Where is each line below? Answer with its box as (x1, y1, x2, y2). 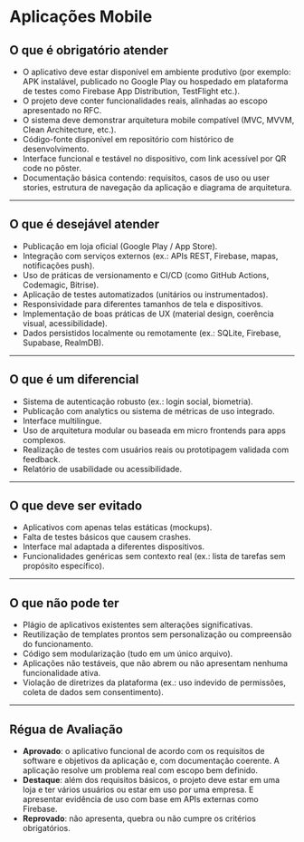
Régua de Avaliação (9, 721, 124, 737)
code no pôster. (22, 163, 81, 173)
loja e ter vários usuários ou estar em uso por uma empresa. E (22, 784, 254, 795)
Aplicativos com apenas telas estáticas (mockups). (22, 522, 213, 533)
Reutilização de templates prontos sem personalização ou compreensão (22, 629, 292, 640)
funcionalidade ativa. (22, 668, 101, 679)
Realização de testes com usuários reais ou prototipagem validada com (22, 444, 290, 455)
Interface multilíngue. (22, 415, 102, 426)
